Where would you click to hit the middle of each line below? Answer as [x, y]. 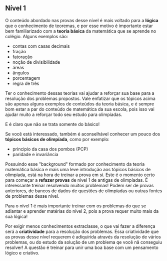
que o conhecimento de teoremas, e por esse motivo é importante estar [79, 26]
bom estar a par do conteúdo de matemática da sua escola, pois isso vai [80, 109]
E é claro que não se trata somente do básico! [52, 124]
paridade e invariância [35, 154]
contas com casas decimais [41, 46]
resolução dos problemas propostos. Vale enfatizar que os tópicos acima [80, 98]
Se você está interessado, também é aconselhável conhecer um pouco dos [83, 134]
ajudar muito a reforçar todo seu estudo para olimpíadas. [64, 114]
